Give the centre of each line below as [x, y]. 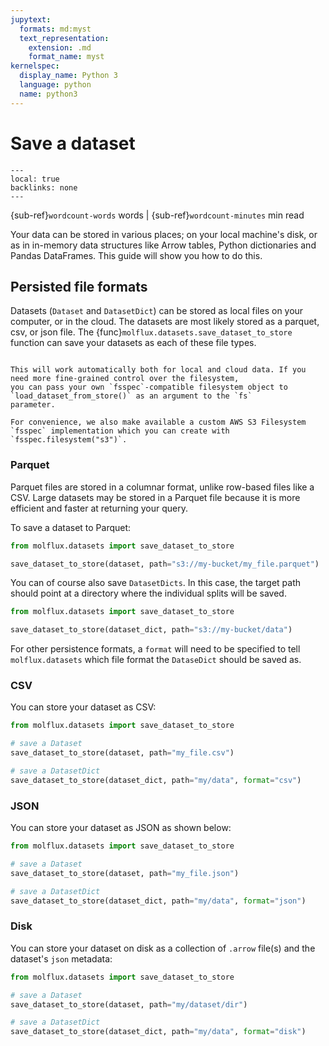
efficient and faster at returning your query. [99, 508]
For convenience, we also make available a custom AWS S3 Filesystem [158, 422]
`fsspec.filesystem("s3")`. [69, 440]
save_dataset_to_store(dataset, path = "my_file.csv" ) [122, 753]
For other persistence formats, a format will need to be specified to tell [155, 649]
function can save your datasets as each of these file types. [133, 343]
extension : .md [60, 47]
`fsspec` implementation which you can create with [120, 431]
